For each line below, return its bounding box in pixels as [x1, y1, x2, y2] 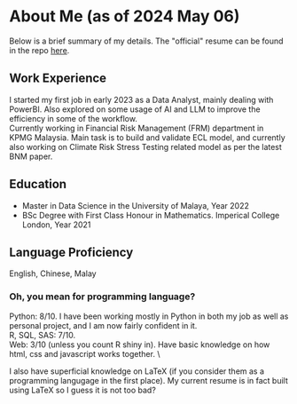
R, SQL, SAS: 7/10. [9, 329, 76, 340]
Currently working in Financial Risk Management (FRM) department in [9, 123, 264, 133]
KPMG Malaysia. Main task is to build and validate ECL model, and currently [9, 131, 285, 143]
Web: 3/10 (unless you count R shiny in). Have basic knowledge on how [9, 339, 270, 350]
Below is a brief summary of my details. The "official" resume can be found [9, 36, 284, 46]
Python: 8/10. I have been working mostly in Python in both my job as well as [9, 311, 289, 321]
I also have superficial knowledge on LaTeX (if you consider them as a [9, 366, 264, 376]
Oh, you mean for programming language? [9, 290, 196, 303]
